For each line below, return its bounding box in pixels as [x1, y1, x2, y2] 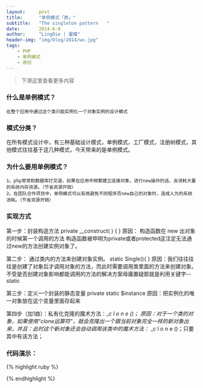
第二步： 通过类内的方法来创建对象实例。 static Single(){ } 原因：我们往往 [6, 255, 189, 262]
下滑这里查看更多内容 [21, 77, 74, 84]
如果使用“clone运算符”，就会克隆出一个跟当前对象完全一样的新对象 [16, 317, 184, 325]
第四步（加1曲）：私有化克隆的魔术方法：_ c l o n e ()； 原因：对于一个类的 [6, 309, 188, 317]
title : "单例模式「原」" [6, 15, 76, 21]
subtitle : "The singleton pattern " [6, 20, 110, 26]
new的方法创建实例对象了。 [11, 242, 80, 250]
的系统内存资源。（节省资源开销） [6, 184, 77, 190]
